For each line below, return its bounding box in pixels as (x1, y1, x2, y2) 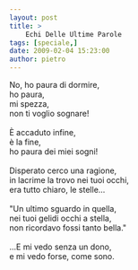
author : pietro (9, 55, 66, 64)
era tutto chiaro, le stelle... (9, 185, 106, 195)
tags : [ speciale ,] (9, 38, 78, 48)
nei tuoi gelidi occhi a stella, (9, 213, 112, 223)
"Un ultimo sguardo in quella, (9, 204, 116, 213)
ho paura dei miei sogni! (9, 146, 99, 157)
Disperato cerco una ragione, (9, 165, 117, 176)
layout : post (9, 13, 58, 22)
